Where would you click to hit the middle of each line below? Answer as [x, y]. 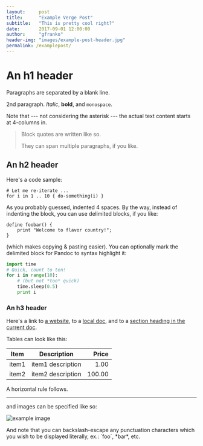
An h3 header [27, 308]
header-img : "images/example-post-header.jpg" [66, 40]
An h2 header [32, 165]
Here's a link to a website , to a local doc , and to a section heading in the [96, 321]
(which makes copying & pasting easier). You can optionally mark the [92, 247]
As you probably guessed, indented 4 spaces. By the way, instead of [92, 207]
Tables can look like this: [37, 339]
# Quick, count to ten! [36, 270]
